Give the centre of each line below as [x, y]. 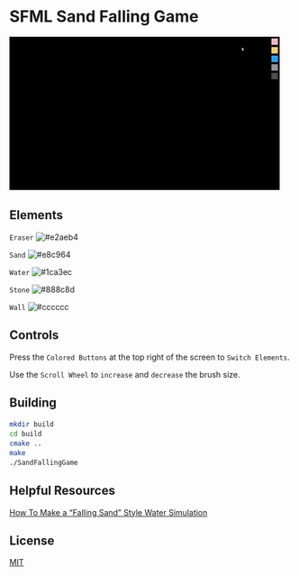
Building [33, 402]
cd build [26, 434]
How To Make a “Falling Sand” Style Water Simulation [109, 512]
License [32, 540]
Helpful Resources [62, 491]
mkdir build [32, 425]
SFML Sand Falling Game [104, 17]
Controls [34, 335]
